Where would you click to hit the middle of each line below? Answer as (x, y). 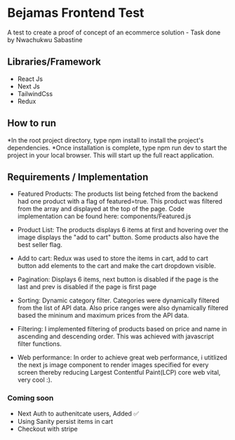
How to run (32, 123)
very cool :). (35, 380)
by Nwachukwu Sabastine (45, 39)
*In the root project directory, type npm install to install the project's (106, 140)
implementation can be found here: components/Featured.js (104, 216)
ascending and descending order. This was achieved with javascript (115, 336)
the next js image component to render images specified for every (113, 365)
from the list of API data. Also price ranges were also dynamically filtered (123, 308)
